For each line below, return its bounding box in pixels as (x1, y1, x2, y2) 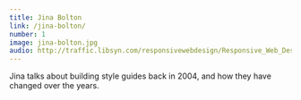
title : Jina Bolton (9, 12, 82, 22)
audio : (9, 46, 34, 55)
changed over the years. (9, 80, 100, 91)
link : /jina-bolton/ (9, 21, 87, 30)
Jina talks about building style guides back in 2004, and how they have (9, 71, 271, 81)
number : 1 (9, 29, 47, 38)
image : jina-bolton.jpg (9, 37, 99, 47)
